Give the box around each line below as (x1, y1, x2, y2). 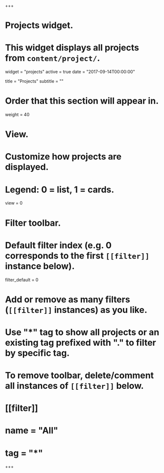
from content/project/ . (5, 52, 100, 64)
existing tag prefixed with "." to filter (5, 337, 157, 348)
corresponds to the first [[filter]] (5, 250, 150, 261)
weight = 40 (5, 112, 30, 118)
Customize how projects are (5, 151, 121, 162)
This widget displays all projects (5, 42, 140, 53)
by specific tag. (5, 347, 70, 358)
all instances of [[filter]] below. (5, 380, 144, 392)
